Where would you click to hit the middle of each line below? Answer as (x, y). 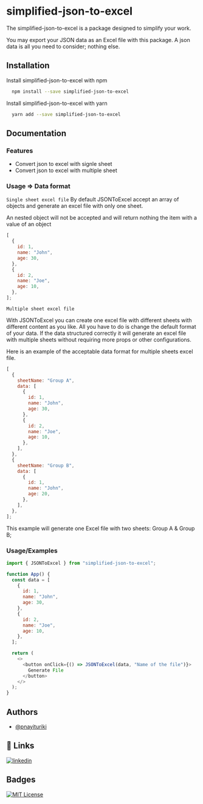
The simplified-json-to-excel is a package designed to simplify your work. (99, 28)
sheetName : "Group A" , (46, 380)
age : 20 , (39, 494)
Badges (21, 780)
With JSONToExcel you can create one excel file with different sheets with (99, 320)
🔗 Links (20, 746)
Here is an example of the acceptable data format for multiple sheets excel (100, 351)
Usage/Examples (32, 550)
